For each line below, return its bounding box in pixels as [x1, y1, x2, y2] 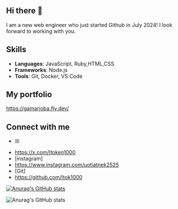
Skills [6, 44, 26, 54]
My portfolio [6, 90, 52, 100]
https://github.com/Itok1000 [14, 174, 83, 181]
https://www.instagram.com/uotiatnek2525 [14, 162, 119, 169]
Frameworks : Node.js [14, 66, 68, 73]
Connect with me [6, 122, 70, 132]
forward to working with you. [6, 28, 76, 35]
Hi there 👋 [6, 6, 43, 16]
